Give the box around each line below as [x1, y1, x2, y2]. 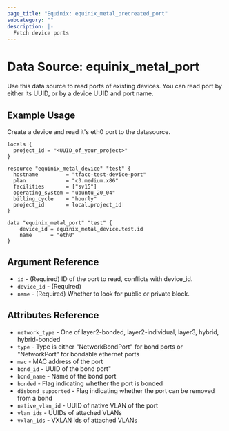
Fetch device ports [13, 29, 70, 37]
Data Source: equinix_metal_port [7, 59, 200, 75]
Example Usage [7, 109, 76, 121]
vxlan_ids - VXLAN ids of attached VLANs [17, 416, 138, 424]
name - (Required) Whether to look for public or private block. [17, 289, 190, 298]
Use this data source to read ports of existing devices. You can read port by [7, 82, 223, 90]
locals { [7, 141, 32, 148]
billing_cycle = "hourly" [13, 195, 97, 202]
